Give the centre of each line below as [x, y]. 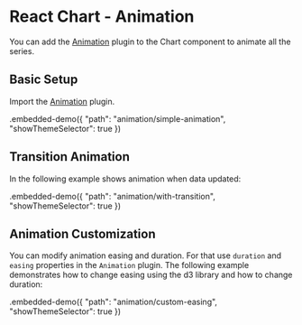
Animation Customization [82, 233]
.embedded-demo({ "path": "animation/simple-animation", [118, 118]
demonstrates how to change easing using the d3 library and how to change [151, 275]
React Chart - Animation [102, 17]
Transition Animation [70, 157]
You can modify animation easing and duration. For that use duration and [146, 255]
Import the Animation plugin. [62, 101]
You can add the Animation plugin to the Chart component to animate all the [150, 42]
